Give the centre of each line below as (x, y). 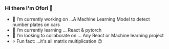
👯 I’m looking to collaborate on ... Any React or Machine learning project (88, 36)
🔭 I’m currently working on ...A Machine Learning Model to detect (81, 19)
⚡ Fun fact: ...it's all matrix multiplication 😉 (57, 41)
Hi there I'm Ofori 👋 (29, 8)
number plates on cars (36, 24)
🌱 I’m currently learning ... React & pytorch (57, 30)
